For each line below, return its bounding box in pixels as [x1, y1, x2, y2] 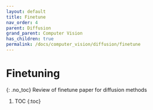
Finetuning [6, 67, 60, 80]
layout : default [6, 8, 46, 15]
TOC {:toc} [14, 98, 41, 105]
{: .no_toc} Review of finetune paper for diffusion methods [6, 86, 147, 93]
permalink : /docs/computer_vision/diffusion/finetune [6, 42, 141, 48]
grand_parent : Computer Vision [6, 31, 83, 36]
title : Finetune [6, 14, 46, 20]
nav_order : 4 [6, 19, 38, 25]
